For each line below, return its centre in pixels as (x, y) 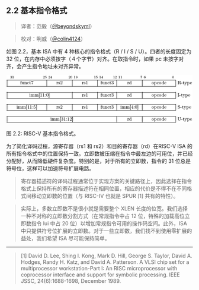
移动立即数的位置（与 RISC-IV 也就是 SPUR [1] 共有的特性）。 (105, 196)
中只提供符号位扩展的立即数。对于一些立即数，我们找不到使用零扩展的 (106, 231)
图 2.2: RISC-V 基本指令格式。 (43, 133)
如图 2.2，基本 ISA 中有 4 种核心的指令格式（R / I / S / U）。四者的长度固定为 (99, 51)
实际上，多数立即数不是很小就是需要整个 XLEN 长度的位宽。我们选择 (104, 208)
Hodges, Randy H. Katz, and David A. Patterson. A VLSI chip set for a (105, 262)
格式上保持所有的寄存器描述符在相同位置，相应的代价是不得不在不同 (104, 188)
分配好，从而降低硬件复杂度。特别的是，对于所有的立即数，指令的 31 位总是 (99, 161)
